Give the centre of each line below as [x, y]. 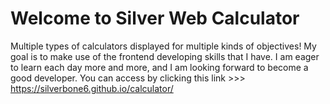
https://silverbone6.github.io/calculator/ [92, 88]
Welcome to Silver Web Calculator [155, 18]
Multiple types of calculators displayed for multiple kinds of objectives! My [163, 46]
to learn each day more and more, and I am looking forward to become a [159, 67]
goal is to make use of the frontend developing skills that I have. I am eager [165, 56]
